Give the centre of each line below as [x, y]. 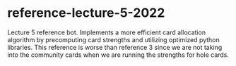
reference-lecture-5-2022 [86, 13]
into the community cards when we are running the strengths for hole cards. [118, 55]
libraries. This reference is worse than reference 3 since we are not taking [115, 47]
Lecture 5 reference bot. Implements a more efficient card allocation [107, 32]
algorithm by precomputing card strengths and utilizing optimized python [114, 39]
